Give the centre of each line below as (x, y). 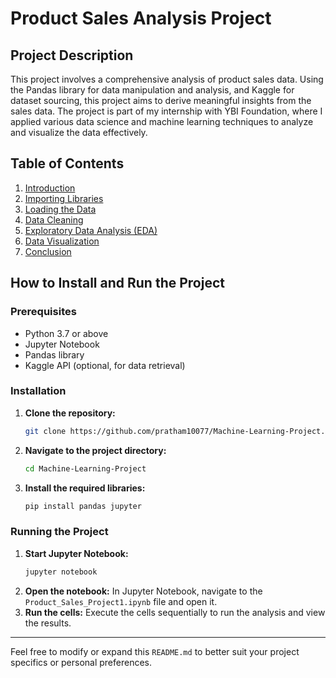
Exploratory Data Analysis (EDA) (91, 230)
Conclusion (48, 251)
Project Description (72, 55)
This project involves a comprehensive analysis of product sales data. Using (167, 79)
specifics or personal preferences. (81, 662)
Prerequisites (43, 312)
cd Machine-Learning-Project (85, 468)
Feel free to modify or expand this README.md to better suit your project (155, 651)
